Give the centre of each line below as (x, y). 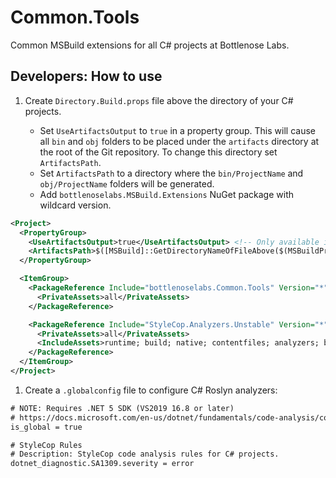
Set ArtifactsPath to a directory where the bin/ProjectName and (171, 173)
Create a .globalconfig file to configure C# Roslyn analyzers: (151, 390)
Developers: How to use (86, 76)
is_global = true (46, 427)
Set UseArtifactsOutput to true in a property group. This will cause (177, 130)
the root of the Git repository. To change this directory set (158, 152)
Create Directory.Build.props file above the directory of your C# (159, 100)
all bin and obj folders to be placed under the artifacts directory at (179, 141)
